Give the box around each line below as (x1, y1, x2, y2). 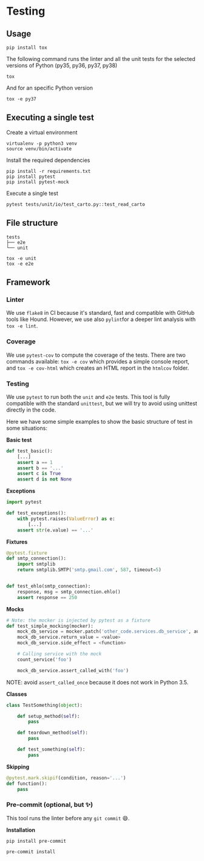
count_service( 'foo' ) (17, 656, 72, 662)
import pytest (6, 499, 42, 505)
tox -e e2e (6, 261, 34, 267)
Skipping (6, 763, 30, 770)
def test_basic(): (6, 448, 53, 454)
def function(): (6, 781, 47, 787)
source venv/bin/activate (6, 146, 72, 152)
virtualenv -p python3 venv (6, 140, 78, 147)
